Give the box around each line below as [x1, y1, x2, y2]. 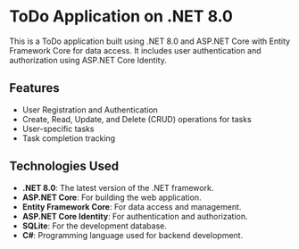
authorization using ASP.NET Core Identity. [9, 54, 167, 65]
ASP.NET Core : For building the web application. [21, 192, 202, 203]
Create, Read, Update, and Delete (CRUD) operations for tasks [21, 113, 252, 124]
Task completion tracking [21, 132, 116, 144]
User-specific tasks [21, 123, 95, 134]
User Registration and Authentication [21, 104, 159, 115]
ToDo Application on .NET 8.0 [9, 6, 234, 27]
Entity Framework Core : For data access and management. [21, 201, 242, 212]
